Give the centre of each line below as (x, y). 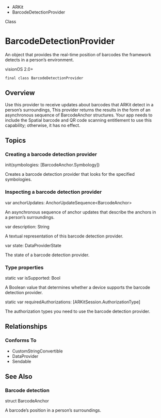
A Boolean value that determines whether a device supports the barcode (78, 287)
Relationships (26, 326)
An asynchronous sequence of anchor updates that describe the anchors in (80, 212)
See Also (19, 376)
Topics (16, 141)
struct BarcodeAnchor (27, 401)
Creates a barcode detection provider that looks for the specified (70, 174)
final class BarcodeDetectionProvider (44, 78)
